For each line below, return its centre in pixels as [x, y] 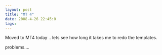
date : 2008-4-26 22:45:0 [31, 19]
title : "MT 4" [20, 14]
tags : [11, 24]
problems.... [17, 47]
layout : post [19, 10]
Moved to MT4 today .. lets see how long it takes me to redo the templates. [81, 38]
